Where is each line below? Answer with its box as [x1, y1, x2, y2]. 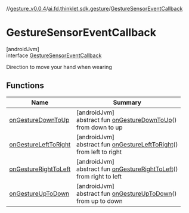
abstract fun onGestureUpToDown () [76, 189, 177, 198]
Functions [6, 80, 45, 91]
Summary [113, 98, 142, 106]
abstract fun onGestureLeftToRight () [76, 140, 178, 148]
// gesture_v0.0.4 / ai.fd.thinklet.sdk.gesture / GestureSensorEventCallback [6, 5, 183, 12]
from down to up [76, 123, 123, 131]
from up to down [76, 196, 123, 205]
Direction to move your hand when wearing [6, 63, 112, 70]
